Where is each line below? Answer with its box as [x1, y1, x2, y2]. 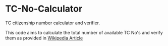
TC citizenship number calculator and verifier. [5, 20, 100, 26]
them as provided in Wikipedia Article [5, 35, 83, 41]
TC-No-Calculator [5, 3, 83, 15]
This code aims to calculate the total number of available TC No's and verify [5, 29, 163, 35]
